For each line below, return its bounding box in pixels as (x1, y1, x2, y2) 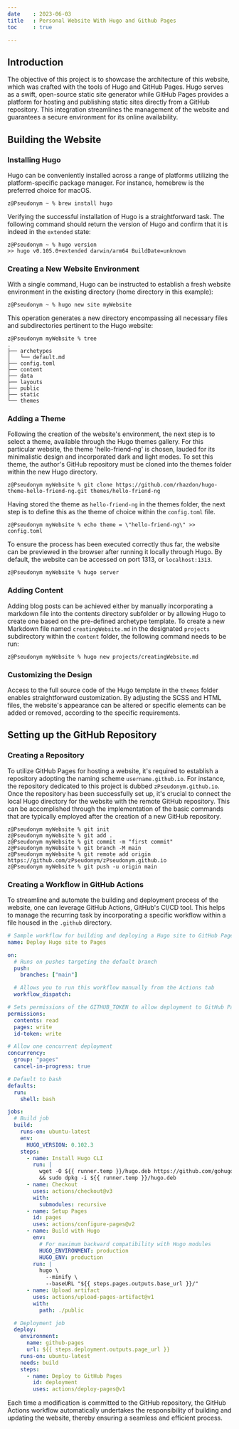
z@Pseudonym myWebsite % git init (7, 826, 110, 833)
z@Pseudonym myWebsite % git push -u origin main (7, 863, 158, 870)
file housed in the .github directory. (7, 918, 112, 927)
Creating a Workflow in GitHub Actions (7, 879, 144, 889)
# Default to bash (7, 1075, 62, 1083)
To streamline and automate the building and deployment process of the (7, 896, 219, 904)
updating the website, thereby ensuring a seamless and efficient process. (7, 1413, 223, 1423)
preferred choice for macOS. (7, 186, 92, 194)
